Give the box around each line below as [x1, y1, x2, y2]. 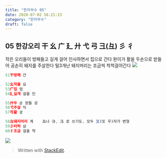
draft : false [5, 21, 33, 27]
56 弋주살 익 [5, 105, 27, 110]
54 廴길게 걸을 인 [5, 91, 36, 97]
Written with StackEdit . [17, 147, 66, 153]
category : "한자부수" [5, 17, 47, 22]
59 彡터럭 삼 [5, 124, 27, 129]
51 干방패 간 [5, 73, 27, 78]
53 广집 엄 [5, 86, 23, 91]
